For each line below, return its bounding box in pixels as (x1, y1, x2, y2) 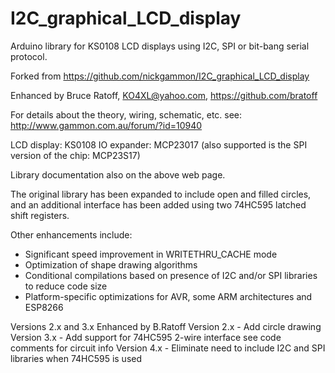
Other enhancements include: (10, 228, 133, 241)
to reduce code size (24, 280, 108, 292)
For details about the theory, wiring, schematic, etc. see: (10, 108, 243, 121)
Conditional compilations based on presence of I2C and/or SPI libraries (24, 269, 318, 281)
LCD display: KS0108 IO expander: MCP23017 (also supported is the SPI (10, 138, 308, 151)
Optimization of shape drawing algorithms (24, 258, 198, 271)
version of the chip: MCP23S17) (10, 149, 141, 161)
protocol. (10, 50, 48, 62)
